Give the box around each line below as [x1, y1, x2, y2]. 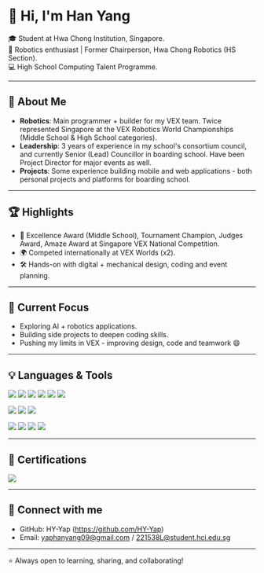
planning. [19, 270, 50, 280]
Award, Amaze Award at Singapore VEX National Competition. [19, 239, 220, 248]
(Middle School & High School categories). [19, 133, 157, 142]
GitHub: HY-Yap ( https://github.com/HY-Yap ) [19, 524, 164, 534]
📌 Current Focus [8, 300, 90, 314]
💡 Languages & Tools [8, 369, 113, 382]
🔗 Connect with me [8, 503, 103, 517]
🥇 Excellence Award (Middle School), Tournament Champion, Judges [19, 230, 244, 240]
